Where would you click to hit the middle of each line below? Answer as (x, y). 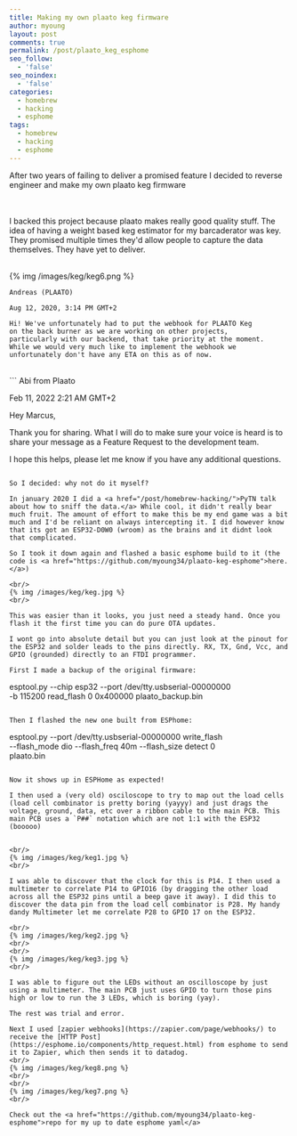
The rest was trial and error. (67, 1013)
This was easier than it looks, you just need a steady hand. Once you (144, 615)
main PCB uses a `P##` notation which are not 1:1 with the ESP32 (135, 819)
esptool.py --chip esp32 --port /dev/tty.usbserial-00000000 (120, 686)
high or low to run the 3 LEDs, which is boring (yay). (115, 998)
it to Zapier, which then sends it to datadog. (99, 1052)
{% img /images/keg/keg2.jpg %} (69, 936)
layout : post (33, 34)
